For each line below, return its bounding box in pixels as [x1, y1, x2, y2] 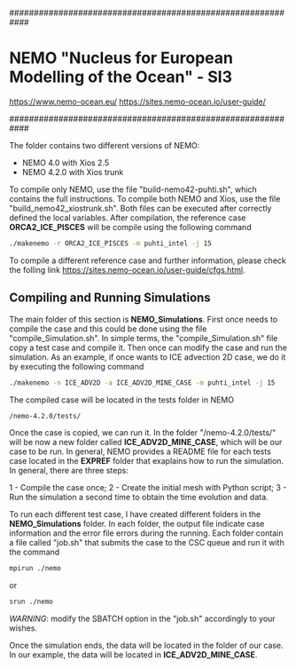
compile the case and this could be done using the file [9, 323, 207, 334]
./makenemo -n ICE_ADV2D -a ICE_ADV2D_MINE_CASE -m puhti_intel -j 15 [9, 378, 276, 387]
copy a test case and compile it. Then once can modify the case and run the [9, 342, 288, 353]
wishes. [9, 623, 38, 633]
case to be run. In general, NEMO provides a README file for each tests [9, 446, 272, 457]
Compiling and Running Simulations [9, 291, 211, 306]
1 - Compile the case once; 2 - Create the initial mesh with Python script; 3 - [9, 482, 287, 493]
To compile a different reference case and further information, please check [9, 255, 286, 266]
